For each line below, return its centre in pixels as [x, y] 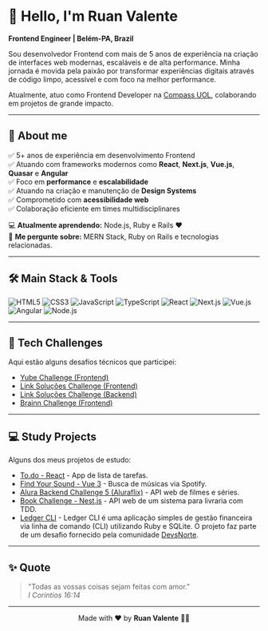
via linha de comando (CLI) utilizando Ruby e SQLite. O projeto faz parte [138, 526]
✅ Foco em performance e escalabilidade [79, 181]
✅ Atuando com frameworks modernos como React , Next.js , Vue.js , [122, 164]
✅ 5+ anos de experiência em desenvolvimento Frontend [102, 155]
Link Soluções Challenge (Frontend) [79, 386]
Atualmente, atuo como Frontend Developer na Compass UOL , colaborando [132, 94]
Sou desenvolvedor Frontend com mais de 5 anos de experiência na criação [133, 54]
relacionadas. [31, 245]
